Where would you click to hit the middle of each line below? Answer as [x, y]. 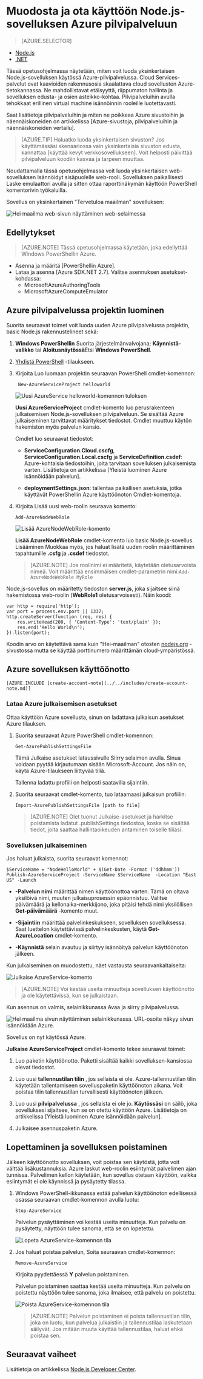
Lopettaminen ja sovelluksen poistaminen [87, 1147]
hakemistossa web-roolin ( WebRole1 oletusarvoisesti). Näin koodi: [89, 595]
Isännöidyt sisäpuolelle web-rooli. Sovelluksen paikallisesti [110, 177]
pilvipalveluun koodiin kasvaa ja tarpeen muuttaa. [83, 158]
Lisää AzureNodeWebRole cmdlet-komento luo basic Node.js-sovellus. [104, 540]
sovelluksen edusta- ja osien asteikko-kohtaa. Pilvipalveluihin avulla [91, 97]
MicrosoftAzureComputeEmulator [66, 291]
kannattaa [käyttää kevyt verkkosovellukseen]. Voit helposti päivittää [107, 152]
